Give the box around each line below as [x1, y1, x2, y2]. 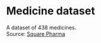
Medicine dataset [6, 4, 95, 18]
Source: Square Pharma [6, 30, 66, 37]
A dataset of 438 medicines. [6, 24, 77, 31]
